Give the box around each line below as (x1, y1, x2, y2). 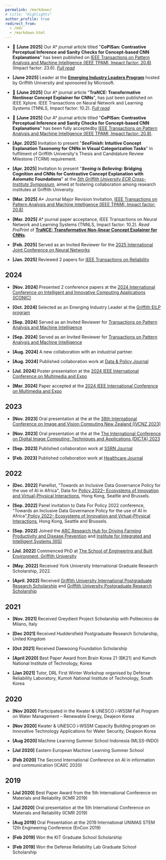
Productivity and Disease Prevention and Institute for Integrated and (12, 533, 151, 539)
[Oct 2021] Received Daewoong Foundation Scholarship (12, 645, 127, 651)
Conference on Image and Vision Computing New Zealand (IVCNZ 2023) (12, 421, 161, 427)
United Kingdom (12, 636, 46, 642)
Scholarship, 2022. (12, 568, 52, 574)
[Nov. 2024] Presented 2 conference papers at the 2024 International (12, 284, 155, 290)
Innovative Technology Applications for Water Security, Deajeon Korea (12, 728, 156, 734)
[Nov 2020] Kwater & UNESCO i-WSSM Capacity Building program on (12, 723, 156, 729)
